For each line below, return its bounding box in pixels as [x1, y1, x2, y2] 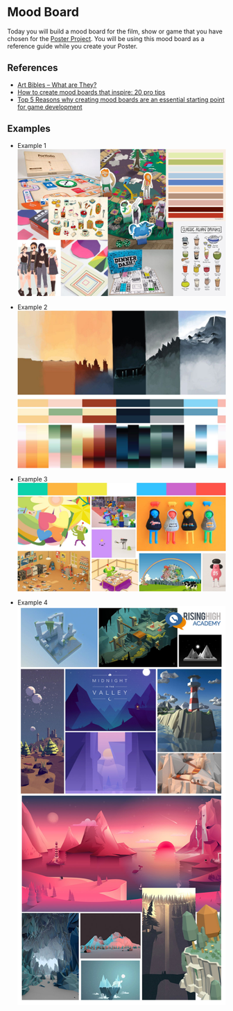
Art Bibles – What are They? [17, 81, 97, 89]
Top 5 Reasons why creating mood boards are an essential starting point [17, 95, 225, 104]
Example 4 [17, 598, 49, 607]
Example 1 [17, 141, 46, 149]
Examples [7, 123, 51, 135]
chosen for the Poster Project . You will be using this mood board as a [7, 34, 205, 42]
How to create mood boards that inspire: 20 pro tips [17, 88, 166, 96]
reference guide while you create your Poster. [7, 42, 138, 50]
